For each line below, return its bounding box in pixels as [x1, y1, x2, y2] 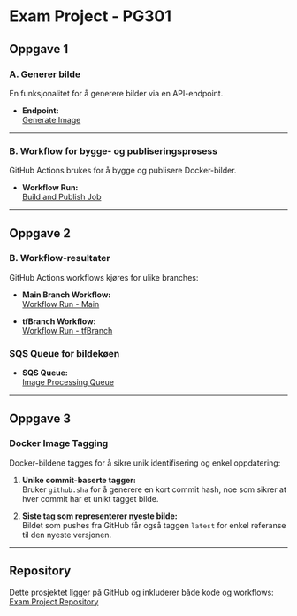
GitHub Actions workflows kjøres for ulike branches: [9, 272, 199, 282]
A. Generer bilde [9, 68, 81, 81]
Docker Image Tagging [9, 437, 109, 450]
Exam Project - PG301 [9, 6, 172, 27]
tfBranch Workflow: [21, 316, 96, 327]
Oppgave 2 [9, 226, 71, 241]
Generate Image [21, 114, 81, 125]
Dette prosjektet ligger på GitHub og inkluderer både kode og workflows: [9, 587, 274, 597]
